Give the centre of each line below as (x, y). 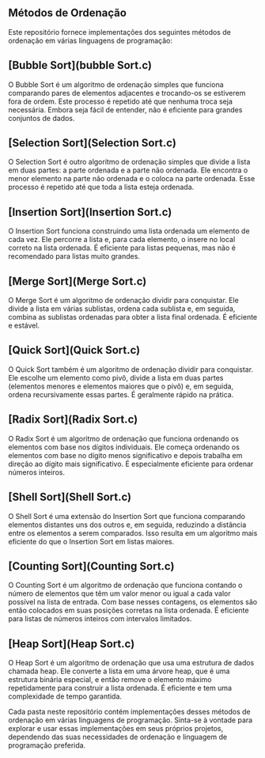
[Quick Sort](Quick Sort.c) (74, 350)
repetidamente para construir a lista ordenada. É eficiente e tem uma (120, 688)
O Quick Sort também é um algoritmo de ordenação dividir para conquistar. (131, 369)
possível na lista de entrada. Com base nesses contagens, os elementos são (133, 602)
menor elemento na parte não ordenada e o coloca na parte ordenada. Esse (132, 179)
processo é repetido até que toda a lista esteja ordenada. (101, 187)
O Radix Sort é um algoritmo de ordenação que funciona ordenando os (124, 438)
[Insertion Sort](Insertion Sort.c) (90, 212)
